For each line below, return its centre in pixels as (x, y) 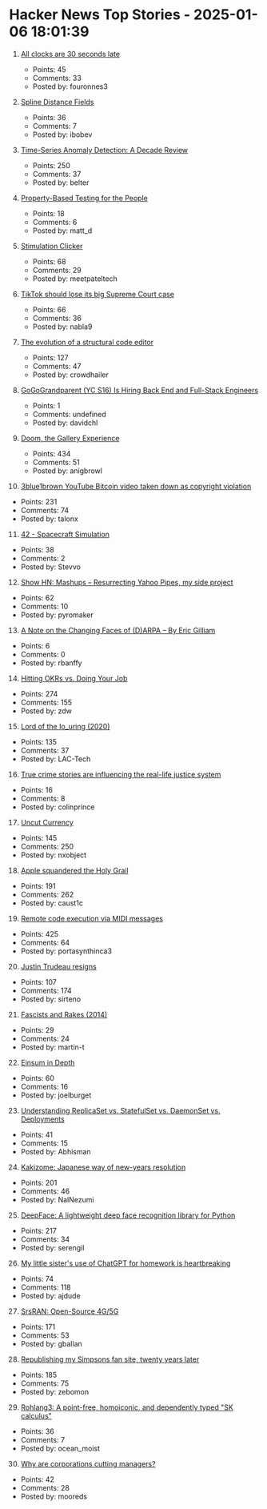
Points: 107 (38, 981)
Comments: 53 (45, 1335)
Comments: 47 (57, 366)
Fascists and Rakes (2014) (64, 1014)
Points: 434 (52, 453)
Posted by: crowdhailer (70, 375)
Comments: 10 (44, 606)
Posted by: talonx (49, 519)
